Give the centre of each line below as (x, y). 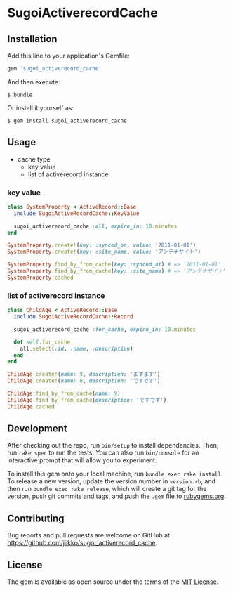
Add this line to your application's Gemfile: (68, 56)
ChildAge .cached (31, 406)
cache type (34, 159)
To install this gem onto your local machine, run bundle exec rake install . (115, 474)
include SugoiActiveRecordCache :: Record (73, 317)
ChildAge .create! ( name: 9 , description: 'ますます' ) (84, 374)
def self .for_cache (42, 342)
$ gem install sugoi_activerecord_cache (67, 121)
